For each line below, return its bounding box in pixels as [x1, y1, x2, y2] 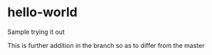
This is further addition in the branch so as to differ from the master [7, 41, 205, 49]
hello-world [7, 4, 78, 20]
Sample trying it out [7, 28, 65, 36]
